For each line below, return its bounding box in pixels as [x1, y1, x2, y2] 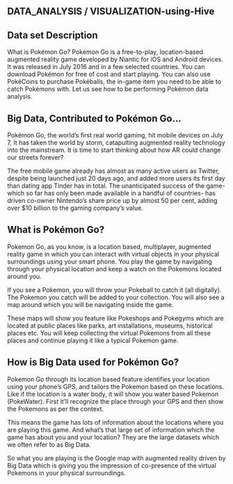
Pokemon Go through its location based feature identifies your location [7, 375, 210, 383]
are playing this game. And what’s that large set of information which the [7, 425, 215, 434]
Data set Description [7, 29, 98, 41]
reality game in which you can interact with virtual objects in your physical [7, 250, 220, 258]
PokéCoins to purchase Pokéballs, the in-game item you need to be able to [7, 77, 221, 86]
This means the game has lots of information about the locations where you [7, 418, 224, 426]
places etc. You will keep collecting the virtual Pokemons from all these [7, 328, 211, 337]
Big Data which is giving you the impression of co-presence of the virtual [7, 461, 217, 469]
